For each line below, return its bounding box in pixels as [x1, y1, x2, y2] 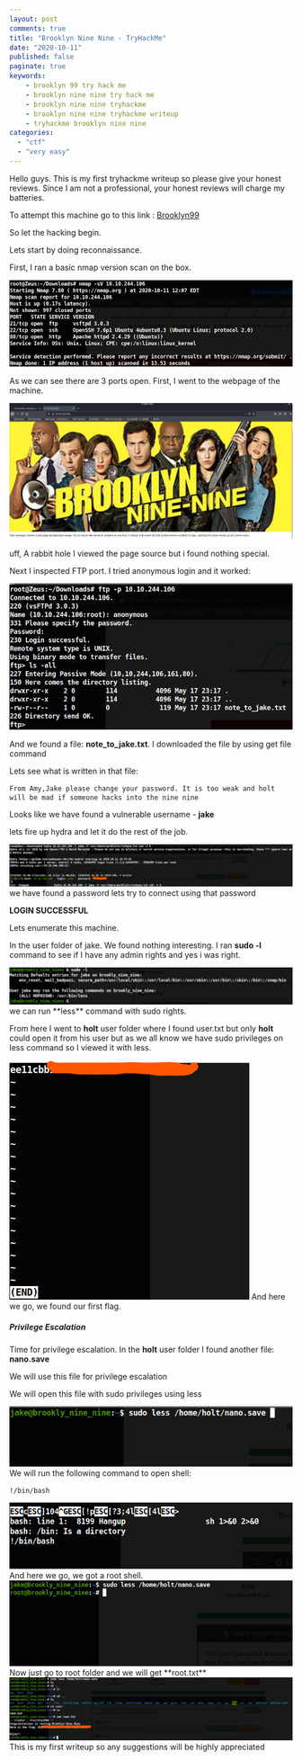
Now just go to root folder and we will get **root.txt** [9, 1667, 207, 1677]
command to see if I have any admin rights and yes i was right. [9, 950, 241, 961]
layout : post [9, 14, 58, 23]
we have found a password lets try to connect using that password [9, 888, 256, 898]
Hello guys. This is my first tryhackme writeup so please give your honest [9, 173, 281, 183]
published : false [9, 52, 75, 62]
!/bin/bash [9, 1487, 50, 1496]
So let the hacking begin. [9, 227, 102, 237]
